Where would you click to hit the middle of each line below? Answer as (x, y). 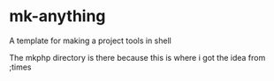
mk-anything (57, 16)
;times (21, 67)
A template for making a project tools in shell (91, 40)
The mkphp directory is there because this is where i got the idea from (137, 57)
